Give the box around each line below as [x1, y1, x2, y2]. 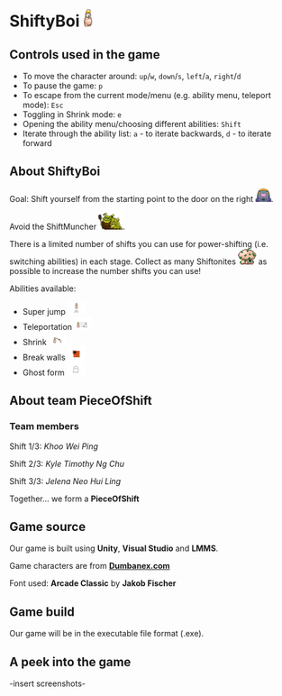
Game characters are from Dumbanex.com [9, 561, 170, 572]
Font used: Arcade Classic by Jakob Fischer [9, 578, 177, 589]
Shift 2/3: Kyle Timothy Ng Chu [9, 458, 124, 469]
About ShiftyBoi [9, 164, 101, 179]
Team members [9, 420, 79, 433]
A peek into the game [9, 654, 132, 670]
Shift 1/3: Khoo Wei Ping [9, 441, 99, 452]
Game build [9, 604, 75, 619]
